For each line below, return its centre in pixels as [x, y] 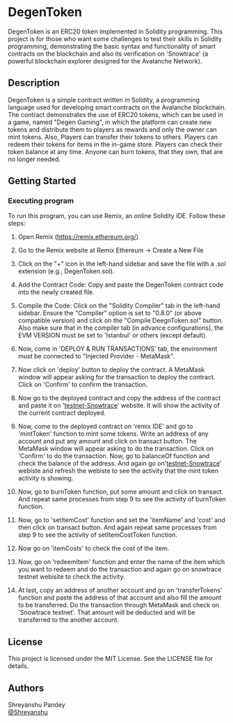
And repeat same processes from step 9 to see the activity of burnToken [122, 499]
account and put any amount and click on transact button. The [107, 441]
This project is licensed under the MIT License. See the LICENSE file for [111, 659]
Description [34, 83]
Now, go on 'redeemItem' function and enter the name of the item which [121, 562]
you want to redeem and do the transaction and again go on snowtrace [120, 570]
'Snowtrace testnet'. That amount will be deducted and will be [106, 612]
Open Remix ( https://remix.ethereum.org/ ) [78, 237]
